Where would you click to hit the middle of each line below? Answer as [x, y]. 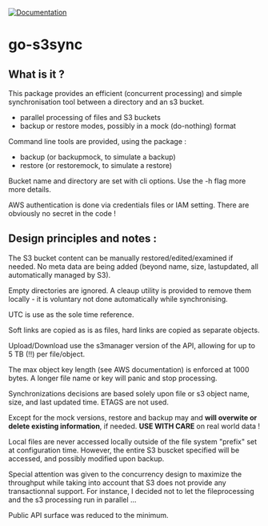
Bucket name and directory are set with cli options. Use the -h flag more [127, 181]
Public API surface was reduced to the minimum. [89, 515]
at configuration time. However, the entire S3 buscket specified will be [124, 450]
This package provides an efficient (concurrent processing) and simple [125, 93]
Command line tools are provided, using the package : [97, 141]
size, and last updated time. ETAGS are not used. [89, 402]
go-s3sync [46, 45]
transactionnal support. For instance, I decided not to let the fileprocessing [131, 491]
